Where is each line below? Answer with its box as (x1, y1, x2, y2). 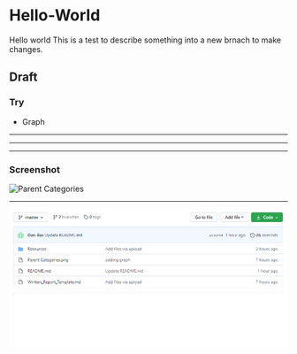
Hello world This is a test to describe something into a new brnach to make (9, 35, 282, 45)
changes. (9, 43, 43, 54)
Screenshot (9, 163, 60, 175)
